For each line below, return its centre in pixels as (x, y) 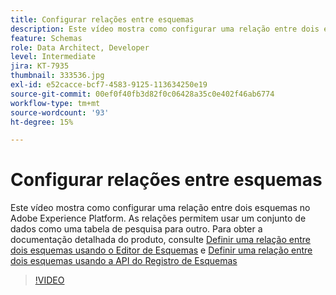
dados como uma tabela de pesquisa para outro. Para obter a (136, 229)
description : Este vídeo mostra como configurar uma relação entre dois (165, 29)
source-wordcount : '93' (60, 112)
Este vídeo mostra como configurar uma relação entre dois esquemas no (160, 208)
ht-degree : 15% (42, 122)
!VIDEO (49, 280)
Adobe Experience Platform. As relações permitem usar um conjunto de (158, 218)
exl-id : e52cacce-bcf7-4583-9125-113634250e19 (109, 85)
